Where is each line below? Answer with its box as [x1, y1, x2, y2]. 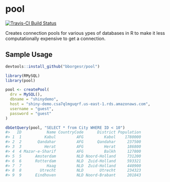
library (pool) [5, 78, 36, 83]
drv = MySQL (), [10, 92, 43, 97]
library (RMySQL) [5, 73, 40, 78]
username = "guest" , [10, 106, 54, 111]
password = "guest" [10, 111, 52, 116]
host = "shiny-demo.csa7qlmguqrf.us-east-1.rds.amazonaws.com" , [10, 102, 150, 107]
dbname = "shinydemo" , [10, 97, 59, 102]
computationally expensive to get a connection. [5, 35, 106, 42]
